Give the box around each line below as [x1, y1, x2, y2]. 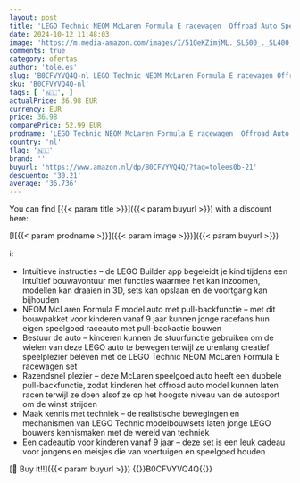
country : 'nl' [9, 137, 62, 146]
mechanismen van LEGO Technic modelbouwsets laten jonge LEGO [21, 418, 271, 429]
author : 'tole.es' [9, 63, 78, 72]
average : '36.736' [9, 179, 78, 188]
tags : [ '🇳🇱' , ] [9, 87, 74, 96]
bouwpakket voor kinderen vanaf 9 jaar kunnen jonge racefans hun [21, 313, 270, 324]
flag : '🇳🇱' [9, 146, 54, 154]
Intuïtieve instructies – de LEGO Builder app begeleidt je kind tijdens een [21, 266, 288, 277]
